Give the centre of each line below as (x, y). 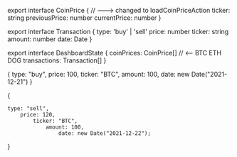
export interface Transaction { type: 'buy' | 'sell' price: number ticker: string (118, 32)
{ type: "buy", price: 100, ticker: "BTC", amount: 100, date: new (99, 74)
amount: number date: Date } (50, 39)
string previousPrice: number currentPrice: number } (84, 18)
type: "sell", (28, 109)
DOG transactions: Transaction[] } (57, 60)
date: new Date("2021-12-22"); (105, 134)
